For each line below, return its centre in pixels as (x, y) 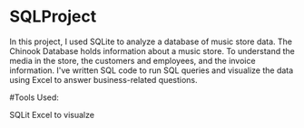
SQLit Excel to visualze (52, 114)
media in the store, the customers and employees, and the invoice (132, 60)
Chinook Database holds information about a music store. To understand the (152, 50)
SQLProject (53, 17)
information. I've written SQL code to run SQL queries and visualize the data (152, 70)
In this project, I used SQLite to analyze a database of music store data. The (151, 41)
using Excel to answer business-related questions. (103, 79)
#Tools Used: (34, 97)
